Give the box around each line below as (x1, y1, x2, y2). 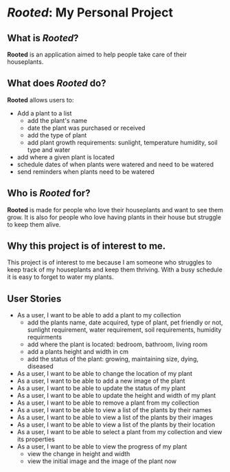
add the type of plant (27, 131, 87, 139)
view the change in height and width (27, 450, 130, 458)
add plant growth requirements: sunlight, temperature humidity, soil (27, 138, 218, 146)
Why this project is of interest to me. (7, 240, 166, 252)
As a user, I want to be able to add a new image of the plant (16, 377, 185, 385)
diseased (27, 362, 54, 370)
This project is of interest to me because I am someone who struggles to (7, 258, 212, 267)
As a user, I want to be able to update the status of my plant (16, 384, 186, 392)
